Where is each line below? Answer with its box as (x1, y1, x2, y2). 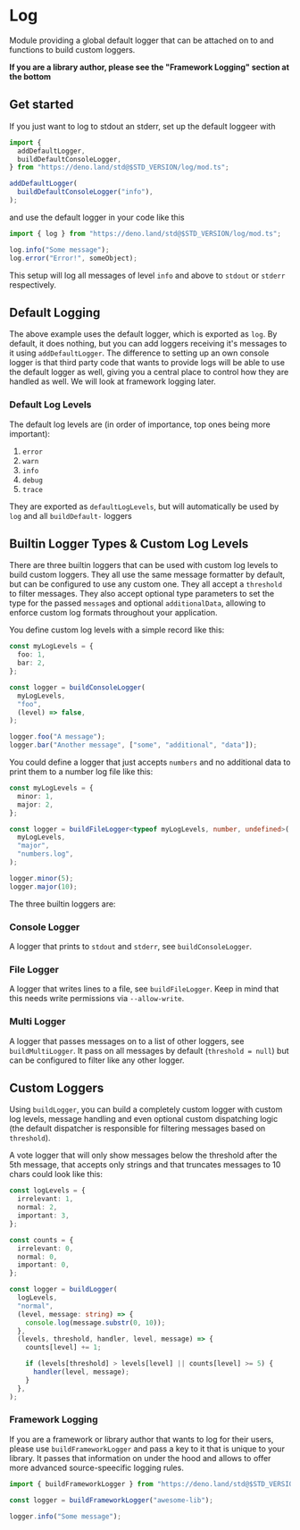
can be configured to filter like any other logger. (9, 1055, 185, 1066)
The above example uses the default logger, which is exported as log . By (9, 329, 278, 339)
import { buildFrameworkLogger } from (9, 1479, 154, 1488)
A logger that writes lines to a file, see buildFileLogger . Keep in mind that (9, 983, 279, 994)
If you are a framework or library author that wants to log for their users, (9, 1434, 274, 1444)
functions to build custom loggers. (9, 44, 136, 54)
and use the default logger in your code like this (9, 212, 185, 222)
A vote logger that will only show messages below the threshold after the (9, 1150, 278, 1161)
